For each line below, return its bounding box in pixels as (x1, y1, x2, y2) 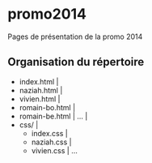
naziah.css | (31, 137, 72, 147)
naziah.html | (19, 85, 63, 95)
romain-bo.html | (19, 102, 76, 112)
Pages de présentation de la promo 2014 (7, 32, 143, 41)
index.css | (31, 128, 68, 138)
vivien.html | (19, 94, 61, 104)
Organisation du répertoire (7, 55, 145, 69)
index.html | (19, 76, 59, 86)
